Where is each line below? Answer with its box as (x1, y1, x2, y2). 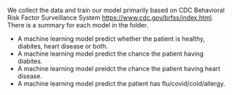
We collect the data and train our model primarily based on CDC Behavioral (7, 6, 225, 14)
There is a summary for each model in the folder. (7, 21, 149, 29)
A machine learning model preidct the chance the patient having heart (17, 65, 221, 72)
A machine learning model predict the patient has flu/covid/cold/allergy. (17, 80, 226, 87)
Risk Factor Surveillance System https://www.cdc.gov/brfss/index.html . (7, 13, 214, 22)
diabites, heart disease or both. (17, 42, 108, 50)
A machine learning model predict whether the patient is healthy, (17, 34, 205, 43)
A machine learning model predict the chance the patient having (17, 49, 204, 58)
